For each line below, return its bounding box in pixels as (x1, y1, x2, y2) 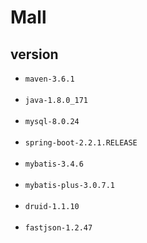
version (10, 46, 59, 63)
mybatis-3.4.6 (24, 159, 84, 169)
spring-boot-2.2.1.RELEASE (24, 138, 138, 148)
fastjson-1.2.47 (24, 223, 93, 233)
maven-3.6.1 (24, 74, 75, 84)
